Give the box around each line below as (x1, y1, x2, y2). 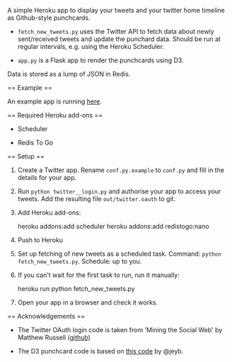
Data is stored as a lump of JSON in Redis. (7, 70, 131, 78)
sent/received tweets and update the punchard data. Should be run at (17, 35, 221, 43)
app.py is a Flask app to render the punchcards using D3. (17, 56, 184, 64)
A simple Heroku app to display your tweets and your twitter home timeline (7, 6, 225, 14)
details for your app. (17, 174, 77, 181)
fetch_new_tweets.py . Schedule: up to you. (17, 257, 142, 265)
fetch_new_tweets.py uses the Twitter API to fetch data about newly (17, 28, 214, 35)
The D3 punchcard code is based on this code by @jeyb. (17, 347, 184, 355)
